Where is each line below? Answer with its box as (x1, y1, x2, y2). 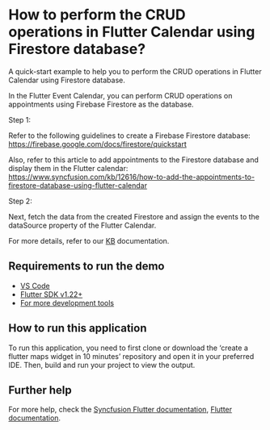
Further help (8, 383, 73, 397)
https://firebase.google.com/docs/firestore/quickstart (8, 139, 188, 148)
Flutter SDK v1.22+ (19, 289, 83, 299)
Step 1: (8, 115, 31, 124)
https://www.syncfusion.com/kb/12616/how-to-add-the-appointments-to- (8, 172, 255, 182)
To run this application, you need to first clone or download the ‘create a (8, 343, 248, 353)
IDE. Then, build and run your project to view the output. (8, 360, 196, 369)
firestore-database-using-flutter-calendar (8, 180, 148, 190)
